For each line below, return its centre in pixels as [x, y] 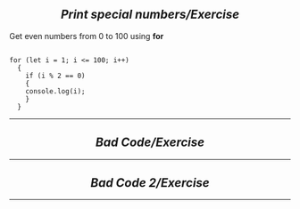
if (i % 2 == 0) [56, 76]
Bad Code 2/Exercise [150, 183]
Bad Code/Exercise [150, 143]
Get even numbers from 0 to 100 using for [87, 36]
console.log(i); [56, 91]
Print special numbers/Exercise [150, 15]
